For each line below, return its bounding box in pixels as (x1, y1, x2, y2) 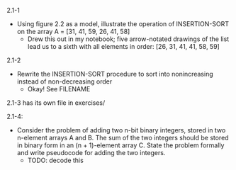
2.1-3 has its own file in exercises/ (6, 98, 106, 107)
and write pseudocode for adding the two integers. (16, 149, 166, 157)
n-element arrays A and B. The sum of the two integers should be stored (16, 134, 229, 142)
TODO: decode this (27, 156, 84, 164)
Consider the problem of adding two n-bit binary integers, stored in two (16, 126, 226, 134)
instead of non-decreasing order (16, 77, 113, 86)
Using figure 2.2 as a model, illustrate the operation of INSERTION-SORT (16, 20, 230, 28)
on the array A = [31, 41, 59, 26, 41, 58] (16, 28, 130, 35)
